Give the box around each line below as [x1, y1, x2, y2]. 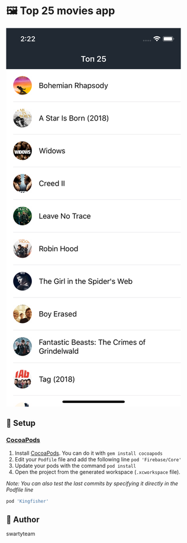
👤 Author [6, 515, 40, 525]
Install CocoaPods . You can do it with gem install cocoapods [14, 450, 163, 457]
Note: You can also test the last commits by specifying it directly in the [6, 480, 179, 487]
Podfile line [6, 486, 34, 493]
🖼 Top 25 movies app [6, 4, 115, 18]
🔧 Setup [6, 418, 36, 428]
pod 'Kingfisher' [6, 498, 49, 504]
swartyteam [6, 530, 36, 538]
